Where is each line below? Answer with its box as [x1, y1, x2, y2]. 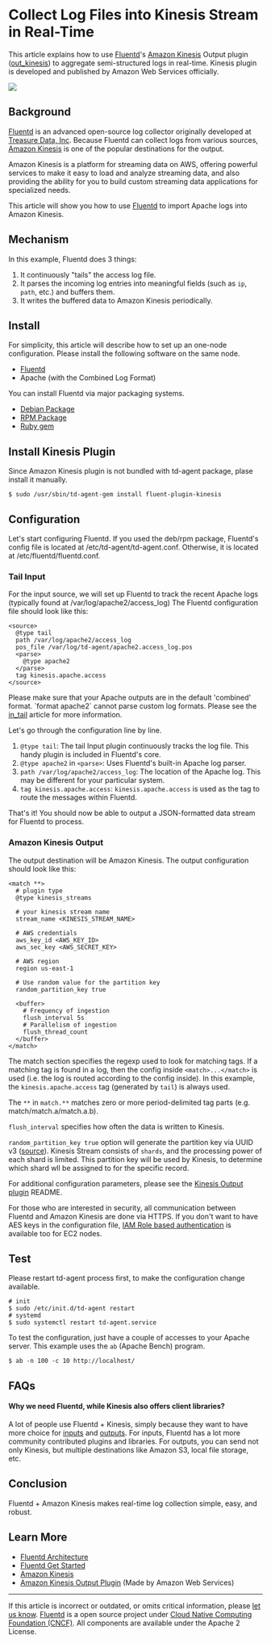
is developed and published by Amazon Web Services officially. [8, 66, 219, 76]
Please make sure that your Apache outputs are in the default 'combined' [8, 692, 252, 703]
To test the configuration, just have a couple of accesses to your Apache [8, 1333, 250, 1343]
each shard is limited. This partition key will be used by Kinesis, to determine [8, 1154, 263, 1164]
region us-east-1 [15, 964, 74, 972]
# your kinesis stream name [15, 908, 110, 916]
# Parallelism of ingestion [23, 1021, 117, 1029]
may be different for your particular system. [19, 776, 165, 785]
